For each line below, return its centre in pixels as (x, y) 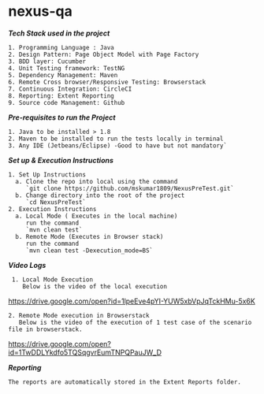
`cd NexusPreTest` (56, 202)
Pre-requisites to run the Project (62, 117)
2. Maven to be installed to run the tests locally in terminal (116, 139)
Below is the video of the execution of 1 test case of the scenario (135, 322)
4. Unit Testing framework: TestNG (67, 68)
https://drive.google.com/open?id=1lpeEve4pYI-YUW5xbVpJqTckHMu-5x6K (132, 301)
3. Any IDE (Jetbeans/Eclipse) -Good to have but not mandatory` (117, 145)
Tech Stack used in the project (59, 33)
